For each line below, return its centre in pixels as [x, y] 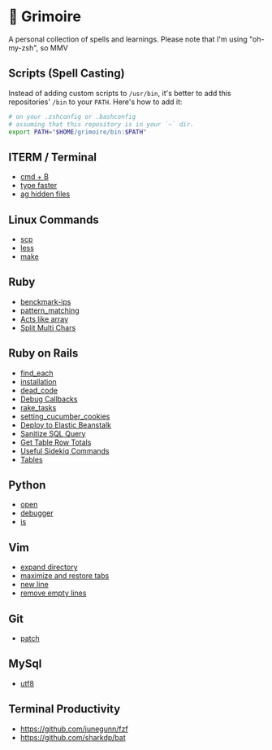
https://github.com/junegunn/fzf [74, 729]
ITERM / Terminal [53, 157]
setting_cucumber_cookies [65, 416]
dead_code [39, 390]
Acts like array [44, 319]
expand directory [49, 567]
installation [38, 381]
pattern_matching [50, 310]
